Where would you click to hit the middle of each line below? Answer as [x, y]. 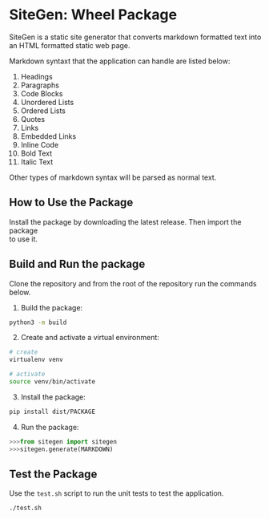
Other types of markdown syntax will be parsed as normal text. [113, 177]
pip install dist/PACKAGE [52, 412]
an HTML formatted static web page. [70, 45]
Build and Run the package [77, 264]
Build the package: [52, 307]
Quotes [33, 119]
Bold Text [36, 153]
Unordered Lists [47, 102]
